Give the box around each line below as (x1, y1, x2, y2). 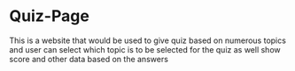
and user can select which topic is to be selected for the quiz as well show (9, 44, 281, 54)
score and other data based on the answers (9, 53, 168, 64)
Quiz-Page (9, 6, 90, 26)
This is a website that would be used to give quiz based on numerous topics (9, 35, 286, 46)
